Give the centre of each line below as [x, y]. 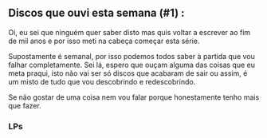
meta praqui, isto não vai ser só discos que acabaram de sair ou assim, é [128, 73]
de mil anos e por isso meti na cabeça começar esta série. [104, 41]
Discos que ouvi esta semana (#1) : [96, 13]
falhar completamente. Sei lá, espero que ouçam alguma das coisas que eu [132, 65]
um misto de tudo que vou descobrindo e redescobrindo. [102, 81]
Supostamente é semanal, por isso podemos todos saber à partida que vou [132, 56]
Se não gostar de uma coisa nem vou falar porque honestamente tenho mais [134, 97]
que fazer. [25, 105]
